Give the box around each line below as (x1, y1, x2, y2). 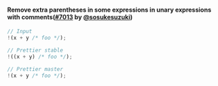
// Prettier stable (7, 47, 64, 54)
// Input (7, 28, 33, 35)
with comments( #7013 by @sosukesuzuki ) (7, 12, 133, 21)
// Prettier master (7, 65, 64, 72)
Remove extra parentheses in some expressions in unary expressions (7, 6, 212, 14)
